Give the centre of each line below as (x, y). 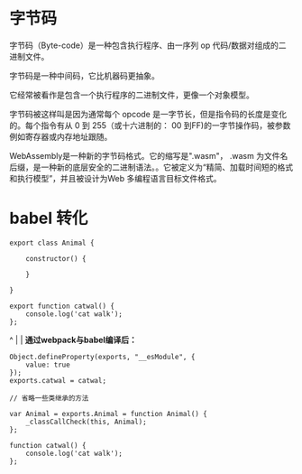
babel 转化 (49, 218)
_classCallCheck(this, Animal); (86, 422)
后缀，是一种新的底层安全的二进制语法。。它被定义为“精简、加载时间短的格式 (151, 167)
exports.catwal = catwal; (58, 380)
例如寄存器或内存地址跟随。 (61, 136)
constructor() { (56, 258)
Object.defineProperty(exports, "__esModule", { (102, 357)
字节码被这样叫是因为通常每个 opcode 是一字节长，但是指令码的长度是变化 (148, 114)
